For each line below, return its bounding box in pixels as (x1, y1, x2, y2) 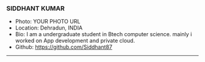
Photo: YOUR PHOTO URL (15, 18, 81, 25)
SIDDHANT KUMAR (6, 4, 65, 13)
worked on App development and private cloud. (15, 37, 135, 45)
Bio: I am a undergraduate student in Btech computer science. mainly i (15, 31, 192, 38)
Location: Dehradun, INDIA (15, 24, 83, 31)
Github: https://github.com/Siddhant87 (15, 43, 113, 51)
